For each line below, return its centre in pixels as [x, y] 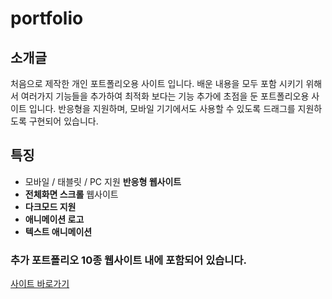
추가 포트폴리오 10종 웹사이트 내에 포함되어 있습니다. [128, 260]
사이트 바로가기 [40, 284]
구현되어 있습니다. [63, 121]
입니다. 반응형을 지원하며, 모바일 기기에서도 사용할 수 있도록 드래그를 [162, 108]
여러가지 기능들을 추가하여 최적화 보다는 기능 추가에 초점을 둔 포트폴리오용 [165, 96]
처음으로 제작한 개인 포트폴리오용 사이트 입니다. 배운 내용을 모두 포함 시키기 [157, 83]
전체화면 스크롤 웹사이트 [71, 194]
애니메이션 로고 [54, 219]
